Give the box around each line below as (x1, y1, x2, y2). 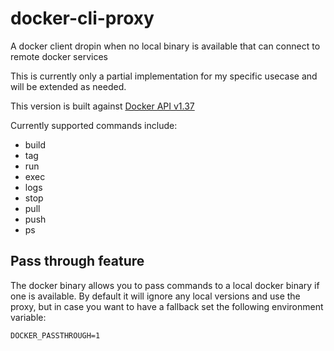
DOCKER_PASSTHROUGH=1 (10, 330, 101, 341)
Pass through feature (10, 253, 145, 270)
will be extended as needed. (10, 80, 127, 92)
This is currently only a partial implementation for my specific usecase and (10, 70, 318, 82)
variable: (10, 311, 47, 323)
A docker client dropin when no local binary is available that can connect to (10, 40, 321, 52)
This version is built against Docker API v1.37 (10, 100, 195, 112)
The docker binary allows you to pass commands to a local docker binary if (10, 279, 320, 291)
